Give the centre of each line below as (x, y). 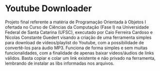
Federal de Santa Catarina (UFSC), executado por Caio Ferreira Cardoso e (79, 32)
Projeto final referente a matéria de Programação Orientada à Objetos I (76, 22)
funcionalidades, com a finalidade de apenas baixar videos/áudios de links (80, 53)
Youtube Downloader (48, 9)
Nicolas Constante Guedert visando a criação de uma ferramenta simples (78, 37)
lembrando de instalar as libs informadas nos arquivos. (60, 63)
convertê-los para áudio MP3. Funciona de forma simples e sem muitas (76, 48)
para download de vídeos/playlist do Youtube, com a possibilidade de (74, 42)
